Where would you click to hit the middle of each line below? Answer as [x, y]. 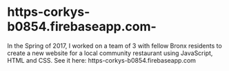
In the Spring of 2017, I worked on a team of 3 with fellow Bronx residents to [114, 45]
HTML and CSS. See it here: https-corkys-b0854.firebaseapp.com [102, 60]
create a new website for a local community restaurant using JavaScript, [110, 53]
